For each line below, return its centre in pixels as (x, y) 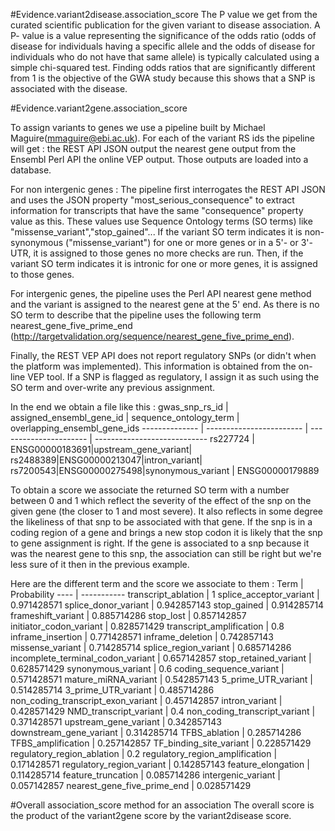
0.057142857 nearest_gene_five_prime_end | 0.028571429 (131, 785)
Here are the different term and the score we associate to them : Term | (157, 583)
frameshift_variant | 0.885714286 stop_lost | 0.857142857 (128, 615)
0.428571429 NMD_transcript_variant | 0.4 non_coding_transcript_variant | (163, 711)
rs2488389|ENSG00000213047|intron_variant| (106, 460)
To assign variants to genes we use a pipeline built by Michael (138, 127)
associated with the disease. (69, 88)
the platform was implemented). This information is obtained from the (153, 366)
